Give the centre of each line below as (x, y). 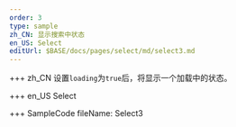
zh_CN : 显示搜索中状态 (47, 34)
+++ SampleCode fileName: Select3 (77, 113)
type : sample (34, 26)
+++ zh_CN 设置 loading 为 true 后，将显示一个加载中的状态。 (121, 78)
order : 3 (26, 18)
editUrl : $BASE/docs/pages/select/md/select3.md (102, 51)
